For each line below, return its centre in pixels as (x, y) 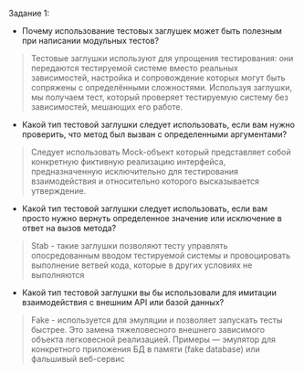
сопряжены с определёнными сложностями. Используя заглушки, (162, 87)
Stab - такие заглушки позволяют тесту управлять (130, 245)
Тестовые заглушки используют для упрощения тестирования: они (162, 58)
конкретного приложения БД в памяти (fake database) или (146, 349)
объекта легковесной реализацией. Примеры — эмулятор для (153, 339)
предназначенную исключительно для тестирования (135, 171)
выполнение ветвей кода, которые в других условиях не (142, 265)
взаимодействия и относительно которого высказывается (145, 181)
